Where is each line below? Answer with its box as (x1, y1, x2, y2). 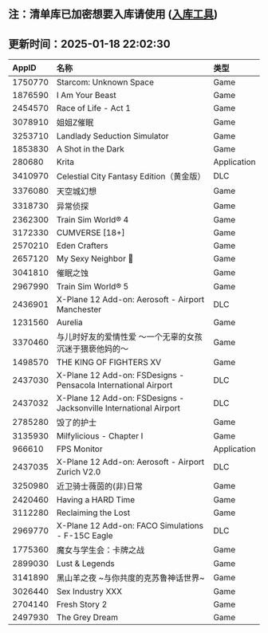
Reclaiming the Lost (56, 507, 130, 518)
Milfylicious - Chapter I (56, 431, 144, 442)
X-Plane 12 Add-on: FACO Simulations (56, 521, 203, 532)
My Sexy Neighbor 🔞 (56, 254, 134, 265)
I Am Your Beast (56, 90, 117, 101)
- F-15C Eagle (56, 530, 113, 541)
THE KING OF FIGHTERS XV (56, 357, 162, 368)
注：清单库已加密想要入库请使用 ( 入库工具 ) (8, 7, 218, 22)
